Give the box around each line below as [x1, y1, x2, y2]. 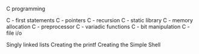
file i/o [6, 29, 22, 37]
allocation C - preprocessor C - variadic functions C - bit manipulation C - [6, 23, 191, 30]
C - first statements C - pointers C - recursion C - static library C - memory [6, 17, 194, 23]
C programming [6, 5, 45, 12]
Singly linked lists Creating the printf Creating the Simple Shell [6, 41, 161, 48]
